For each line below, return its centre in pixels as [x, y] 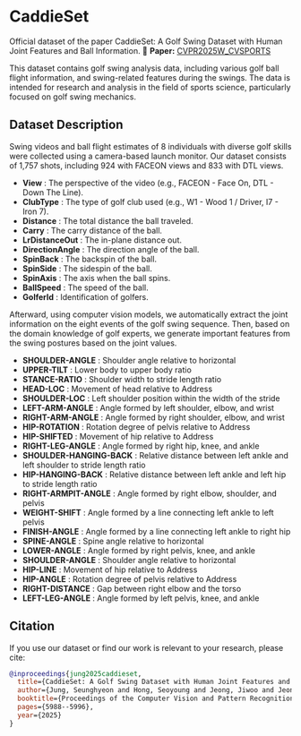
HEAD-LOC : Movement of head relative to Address [117, 389]
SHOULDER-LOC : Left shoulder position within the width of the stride [151, 398]
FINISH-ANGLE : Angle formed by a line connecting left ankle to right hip [156, 531]
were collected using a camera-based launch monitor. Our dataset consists [148, 156]
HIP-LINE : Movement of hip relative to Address [110, 569]
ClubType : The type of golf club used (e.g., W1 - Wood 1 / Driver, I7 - [150, 201]
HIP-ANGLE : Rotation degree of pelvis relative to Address [129, 578]
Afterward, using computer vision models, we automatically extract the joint [149, 314]
